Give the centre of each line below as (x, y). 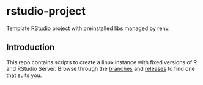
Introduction (31, 47)
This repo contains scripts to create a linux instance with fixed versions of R (102, 62)
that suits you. (24, 75)
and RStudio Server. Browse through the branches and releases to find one (101, 68)
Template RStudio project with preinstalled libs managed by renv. (88, 28)
